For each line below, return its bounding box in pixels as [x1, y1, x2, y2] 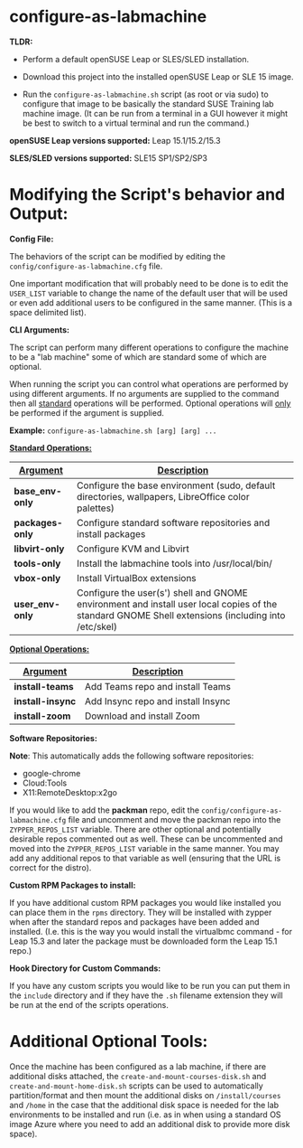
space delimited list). [9, 306, 87, 317]
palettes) [76, 502, 115, 514]
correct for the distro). [9, 861, 92, 873]
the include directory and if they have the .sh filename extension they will [9, 990, 283, 1001]
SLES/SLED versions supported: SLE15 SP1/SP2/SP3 [9, 152, 208, 164]
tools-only [14, 557, 61, 569]
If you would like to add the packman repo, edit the [9, 805, 200, 815]
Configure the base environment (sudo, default [76, 479, 276, 492]
